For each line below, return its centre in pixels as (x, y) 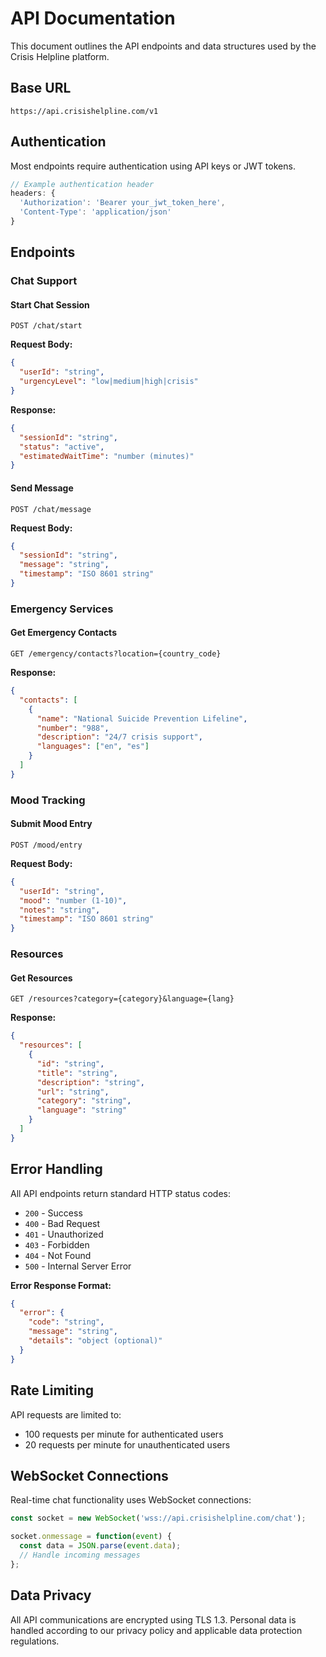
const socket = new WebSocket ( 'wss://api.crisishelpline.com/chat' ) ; (158, 1518)
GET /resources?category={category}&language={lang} (122, 999)
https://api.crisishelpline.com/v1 (84, 111)
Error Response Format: (61, 1285)
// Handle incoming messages (80, 1555)
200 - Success (53, 1213)
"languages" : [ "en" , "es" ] (93, 747)
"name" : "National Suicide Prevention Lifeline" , (142, 718)
